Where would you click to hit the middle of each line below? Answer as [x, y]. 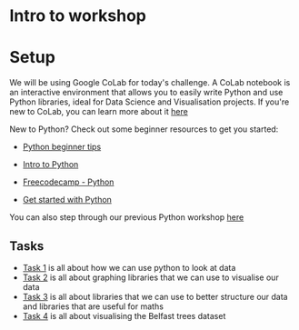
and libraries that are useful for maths [93, 306]
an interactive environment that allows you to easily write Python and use [146, 93]
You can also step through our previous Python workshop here [127, 217]
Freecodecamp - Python [68, 182]
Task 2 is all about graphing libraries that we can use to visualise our [150, 277]
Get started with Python [67, 200]
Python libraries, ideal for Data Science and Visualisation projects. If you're [149, 102]
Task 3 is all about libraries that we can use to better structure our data [155, 296]
